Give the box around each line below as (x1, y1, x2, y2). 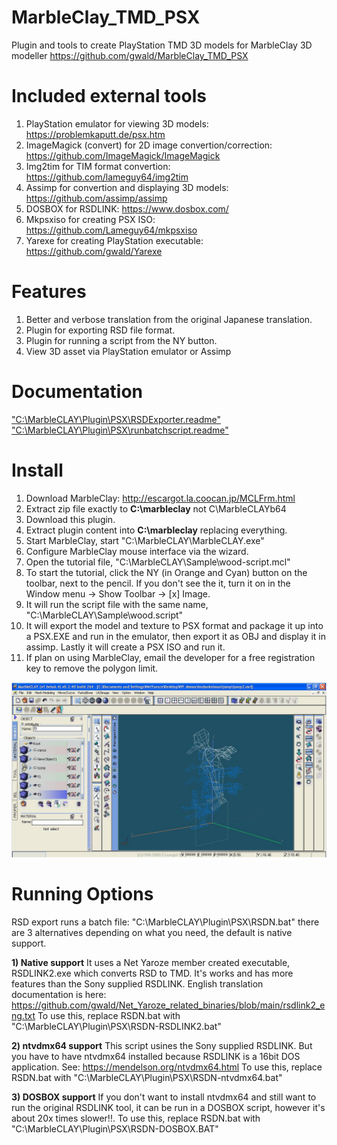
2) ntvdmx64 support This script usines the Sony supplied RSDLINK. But (11, 1040, 313, 1052)
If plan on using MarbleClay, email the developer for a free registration (25, 651, 316, 663)
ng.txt (11, 1010, 36, 1022)
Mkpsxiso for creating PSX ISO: (25, 213, 156, 225)
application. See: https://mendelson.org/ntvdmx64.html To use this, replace (11, 1061, 323, 1073)
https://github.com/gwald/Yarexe (25, 245, 163, 257)
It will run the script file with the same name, (25, 598, 209, 610)
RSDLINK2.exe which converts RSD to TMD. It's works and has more (11, 967, 294, 980)
